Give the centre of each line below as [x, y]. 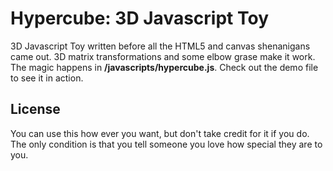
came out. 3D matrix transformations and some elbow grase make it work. [163, 56]
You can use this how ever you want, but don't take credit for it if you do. [160, 133]
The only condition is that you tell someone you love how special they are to [166, 144]
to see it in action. [47, 78]
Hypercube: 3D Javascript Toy [139, 18]
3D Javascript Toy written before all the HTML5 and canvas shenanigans [160, 46]
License [35, 109]
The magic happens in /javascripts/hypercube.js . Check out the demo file [164, 67]
